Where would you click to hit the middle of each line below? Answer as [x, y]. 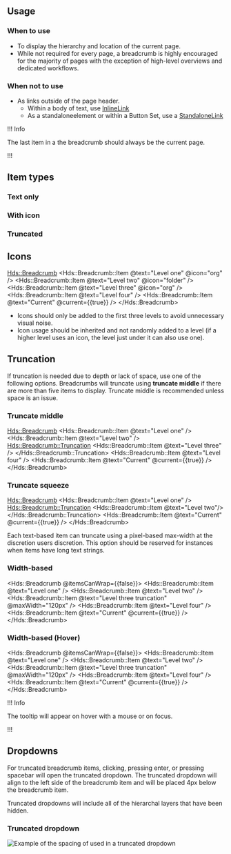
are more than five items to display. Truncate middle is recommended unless [115, 390]
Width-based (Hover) [44, 637]
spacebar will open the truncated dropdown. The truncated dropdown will [112, 775]
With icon [23, 215]
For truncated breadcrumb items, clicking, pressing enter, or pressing [106, 768]
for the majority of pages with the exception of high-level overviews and [120, 61]
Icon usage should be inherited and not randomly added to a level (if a [117, 330]
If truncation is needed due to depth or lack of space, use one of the [104, 376]
